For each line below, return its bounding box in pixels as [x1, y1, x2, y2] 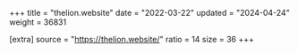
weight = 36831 [9, 17, 67, 27]
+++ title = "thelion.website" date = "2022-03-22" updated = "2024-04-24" [9, 8, 291, 18]
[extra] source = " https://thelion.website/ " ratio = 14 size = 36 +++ [9, 34, 255, 44]
